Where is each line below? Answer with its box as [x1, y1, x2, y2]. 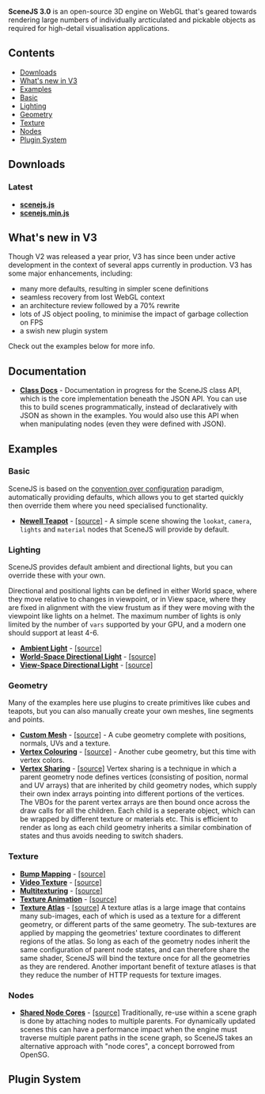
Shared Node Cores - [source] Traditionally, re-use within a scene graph [19, 1008, 257, 1017]
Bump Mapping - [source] [19, 869, 106, 879]
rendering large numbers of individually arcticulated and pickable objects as [8, 15, 256, 25]
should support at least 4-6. [8, 628, 100, 638]
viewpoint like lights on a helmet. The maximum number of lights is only [8, 612, 241, 621]
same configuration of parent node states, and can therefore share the [19, 944, 250, 954]
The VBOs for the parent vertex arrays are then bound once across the [19, 798, 251, 807]
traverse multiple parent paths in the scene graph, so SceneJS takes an [19, 1033, 253, 1043]
